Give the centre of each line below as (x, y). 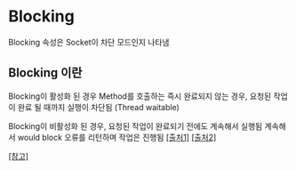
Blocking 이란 (45, 73)
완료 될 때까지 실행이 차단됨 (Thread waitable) (98, 107)
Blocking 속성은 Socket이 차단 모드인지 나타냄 (89, 42)
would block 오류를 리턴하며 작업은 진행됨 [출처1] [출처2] (117, 137)
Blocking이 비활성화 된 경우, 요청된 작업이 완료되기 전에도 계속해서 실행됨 (136, 125)
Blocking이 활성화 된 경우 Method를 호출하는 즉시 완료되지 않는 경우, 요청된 (140, 96)
